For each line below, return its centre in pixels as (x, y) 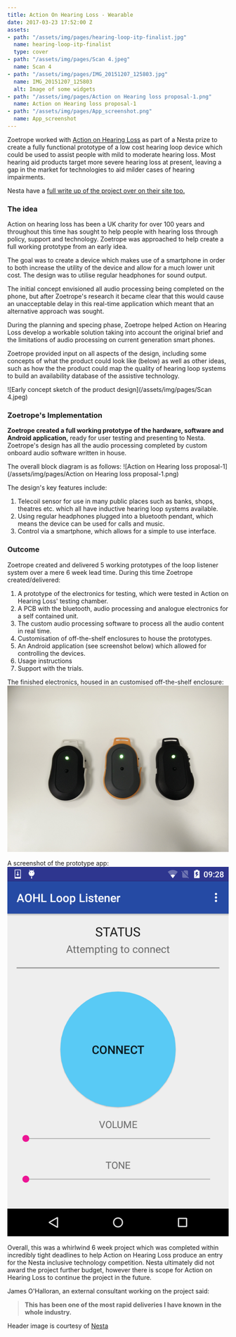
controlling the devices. (51, 653)
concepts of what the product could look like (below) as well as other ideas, (117, 361)
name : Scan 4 (33, 67)
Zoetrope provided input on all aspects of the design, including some (107, 354)
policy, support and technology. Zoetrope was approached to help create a (116, 239)
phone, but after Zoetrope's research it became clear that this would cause (116, 296)
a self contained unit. (48, 616)
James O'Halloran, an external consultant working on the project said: (108, 1291)
